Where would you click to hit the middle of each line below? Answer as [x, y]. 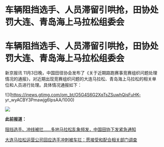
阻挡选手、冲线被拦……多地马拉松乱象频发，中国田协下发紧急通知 [71, 129]
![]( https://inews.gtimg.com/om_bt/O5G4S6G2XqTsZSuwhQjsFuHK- [73, 95]
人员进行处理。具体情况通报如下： [47, 85]
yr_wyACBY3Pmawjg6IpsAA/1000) [40, 100]
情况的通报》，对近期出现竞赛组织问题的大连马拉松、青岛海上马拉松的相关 [79, 79]
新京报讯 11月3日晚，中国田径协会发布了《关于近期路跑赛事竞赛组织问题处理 [81, 73]
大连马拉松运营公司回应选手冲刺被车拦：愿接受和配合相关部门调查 [71, 140]
